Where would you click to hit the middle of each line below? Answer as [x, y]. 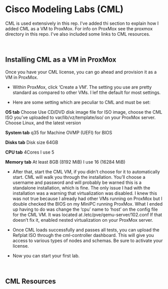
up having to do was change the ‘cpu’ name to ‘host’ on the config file [85, 209]
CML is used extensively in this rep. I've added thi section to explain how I [82, 23]
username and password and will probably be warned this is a [77, 182]
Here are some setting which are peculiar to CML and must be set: [81, 102]
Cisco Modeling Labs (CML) [64, 9]
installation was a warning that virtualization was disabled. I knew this [85, 193]
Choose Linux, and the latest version [43, 123]
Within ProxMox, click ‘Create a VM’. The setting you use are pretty [82, 87]
